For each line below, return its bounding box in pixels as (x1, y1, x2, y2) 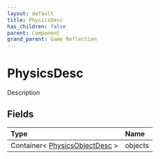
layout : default (7, 10, 54, 17)
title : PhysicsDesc (7, 17, 63, 24)
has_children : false (7, 23, 67, 30)
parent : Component (7, 29, 60, 37)
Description (7, 88, 40, 97)
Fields (7, 109, 34, 120)
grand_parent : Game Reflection (7, 36, 97, 43)
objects (125, 140, 150, 150)
